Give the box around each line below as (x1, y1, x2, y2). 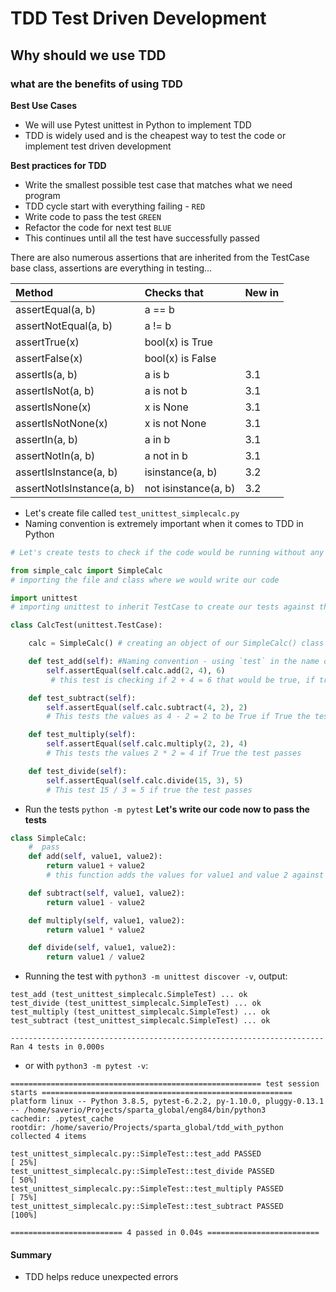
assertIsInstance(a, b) (15, 465, 118, 479)
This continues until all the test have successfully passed (24, 232, 260, 244)
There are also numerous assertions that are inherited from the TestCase (10, 251, 310, 263)
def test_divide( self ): (28, 766, 128, 776)
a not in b (144, 448, 188, 462)
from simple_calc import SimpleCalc (10, 565, 163, 576)
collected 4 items (10, 1132, 87, 1142)
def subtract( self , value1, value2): (28, 888, 186, 898)
